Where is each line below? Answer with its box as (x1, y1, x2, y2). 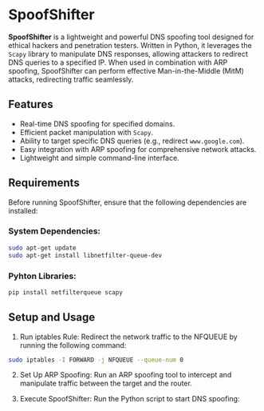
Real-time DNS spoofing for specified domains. (19, 118, 175, 129)
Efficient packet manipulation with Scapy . (19, 127, 154, 137)
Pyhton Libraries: (8, 270, 77, 281)
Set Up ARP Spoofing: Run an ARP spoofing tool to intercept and (19, 370, 232, 380)
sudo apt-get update (8, 244, 77, 252)
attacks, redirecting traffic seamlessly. (8, 74, 134, 84)
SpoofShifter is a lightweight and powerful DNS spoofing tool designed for (8, 32, 254, 42)
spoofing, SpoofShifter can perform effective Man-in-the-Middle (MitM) (8, 66, 245, 75)
